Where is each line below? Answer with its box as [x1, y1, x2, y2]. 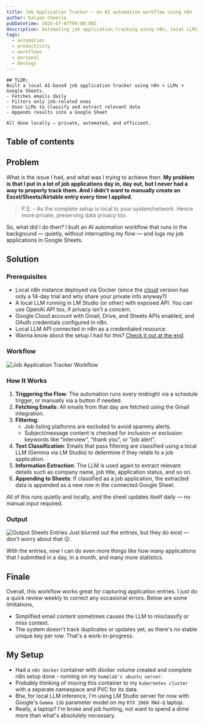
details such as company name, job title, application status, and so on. [15, 468, 192, 475]
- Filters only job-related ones [6, 99, 92, 105]
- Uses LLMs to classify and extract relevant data [6, 103, 140, 110]
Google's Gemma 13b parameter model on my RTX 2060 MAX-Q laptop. [15, 699, 184, 706]
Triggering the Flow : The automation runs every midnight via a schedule [15, 390, 198, 397]
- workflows [12, 49, 43, 55]
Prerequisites [6, 272, 47, 281]
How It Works [6, 376, 48, 385]
